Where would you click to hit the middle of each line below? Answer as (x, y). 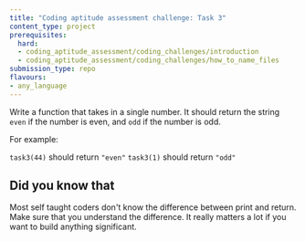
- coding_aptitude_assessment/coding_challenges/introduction (138, 52)
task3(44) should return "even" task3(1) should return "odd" (123, 157)
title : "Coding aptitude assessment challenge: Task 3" (118, 18)
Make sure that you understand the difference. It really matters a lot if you (148, 217)
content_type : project (53, 26)
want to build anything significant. (73, 227)
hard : (28, 43)
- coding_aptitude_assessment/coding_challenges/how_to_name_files (149, 60)
